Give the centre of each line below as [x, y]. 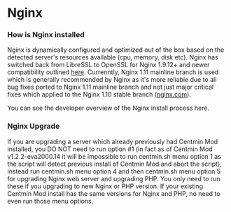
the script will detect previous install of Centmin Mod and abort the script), [114, 164]
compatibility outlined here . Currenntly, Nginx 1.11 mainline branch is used [113, 72]
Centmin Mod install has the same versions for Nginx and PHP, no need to [114, 193]
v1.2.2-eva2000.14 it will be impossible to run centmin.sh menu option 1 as [114, 156]
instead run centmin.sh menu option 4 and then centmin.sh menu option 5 [114, 171]
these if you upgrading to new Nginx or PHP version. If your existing [105, 186]
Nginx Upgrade [34, 126]
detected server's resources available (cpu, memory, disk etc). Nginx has [113, 57]
